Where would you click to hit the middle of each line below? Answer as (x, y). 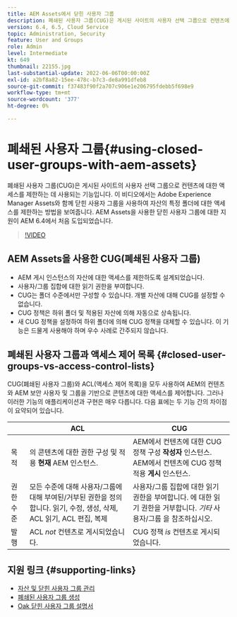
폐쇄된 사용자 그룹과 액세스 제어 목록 (81, 355)
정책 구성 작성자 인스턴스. (172, 452)
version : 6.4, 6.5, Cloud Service (58, 27)
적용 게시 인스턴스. (162, 473)
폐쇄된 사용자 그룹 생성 (49, 597)
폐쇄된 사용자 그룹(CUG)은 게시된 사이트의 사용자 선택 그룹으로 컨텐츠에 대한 (113, 185)
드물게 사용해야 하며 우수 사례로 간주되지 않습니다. (99, 330)
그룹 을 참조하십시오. (180, 519)
